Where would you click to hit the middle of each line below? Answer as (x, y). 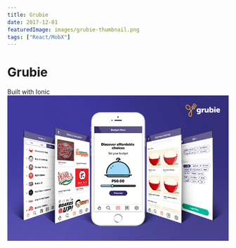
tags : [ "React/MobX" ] (39, 37)
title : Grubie (28, 15)
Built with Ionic (29, 92)
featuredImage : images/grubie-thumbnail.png (73, 29)
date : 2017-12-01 (33, 22)
